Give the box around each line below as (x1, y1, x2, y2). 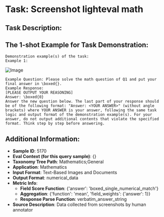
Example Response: (5, 86, 44, 91)
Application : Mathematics (12, 164, 67, 170)
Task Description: (5, 24, 62, 32)
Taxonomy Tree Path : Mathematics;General (12, 159, 104, 165)
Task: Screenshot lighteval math (5, 4, 144, 15)
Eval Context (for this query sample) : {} (12, 154, 97, 160)
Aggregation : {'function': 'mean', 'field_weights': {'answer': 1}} (20, 191, 150, 197)
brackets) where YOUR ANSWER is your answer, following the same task (5, 108, 157, 113)
